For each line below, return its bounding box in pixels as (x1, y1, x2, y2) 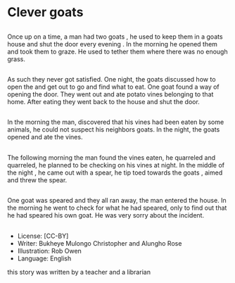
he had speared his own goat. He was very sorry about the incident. (7, 211, 205, 220)
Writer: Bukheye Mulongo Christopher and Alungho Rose (17, 239, 182, 247)
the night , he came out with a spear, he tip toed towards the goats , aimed (7, 168, 223, 177)
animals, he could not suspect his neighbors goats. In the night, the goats (7, 125, 220, 134)
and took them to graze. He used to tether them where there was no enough (7, 47, 228, 56)
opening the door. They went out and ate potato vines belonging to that (7, 89, 214, 99)
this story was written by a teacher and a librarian (7, 268, 151, 276)
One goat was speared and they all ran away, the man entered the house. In (7, 196, 227, 205)
